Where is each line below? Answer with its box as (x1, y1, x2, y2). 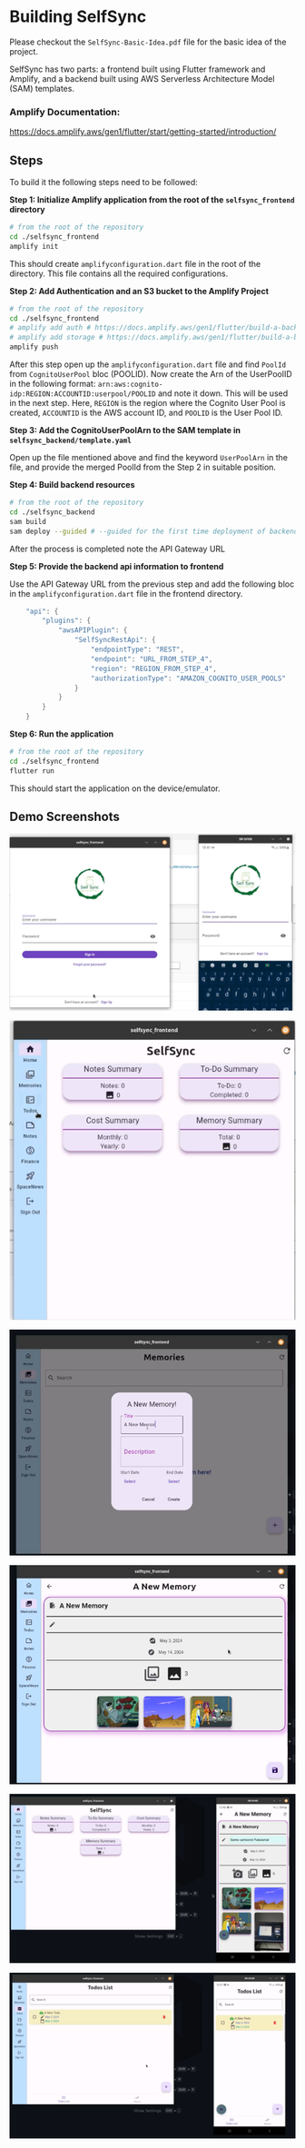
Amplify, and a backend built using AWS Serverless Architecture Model (9, 73, 275, 84)
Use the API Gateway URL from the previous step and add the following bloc (9, 579, 295, 589)
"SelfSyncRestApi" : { (74, 636, 156, 645)
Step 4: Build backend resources (9, 480, 135, 490)
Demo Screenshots (9, 809, 120, 825)
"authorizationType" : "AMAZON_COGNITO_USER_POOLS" (90, 674, 286, 683)
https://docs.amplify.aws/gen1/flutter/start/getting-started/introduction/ (9, 126, 277, 137)
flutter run (9, 766, 54, 776)
